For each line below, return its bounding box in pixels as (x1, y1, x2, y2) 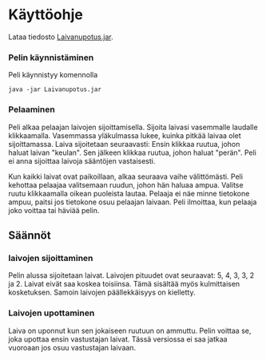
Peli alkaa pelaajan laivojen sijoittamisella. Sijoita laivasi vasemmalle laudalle (8, 122, 258, 132)
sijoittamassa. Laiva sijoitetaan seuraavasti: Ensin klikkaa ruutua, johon (8, 139, 240, 148)
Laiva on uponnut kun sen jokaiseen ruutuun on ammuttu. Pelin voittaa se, (8, 326, 252, 335)
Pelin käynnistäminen (8, 52, 94, 63)
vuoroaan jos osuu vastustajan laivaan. (8, 342, 137, 352)
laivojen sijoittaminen (8, 252, 93, 263)
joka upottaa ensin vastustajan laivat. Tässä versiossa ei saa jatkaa (8, 334, 228, 344)
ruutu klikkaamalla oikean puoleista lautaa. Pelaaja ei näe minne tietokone (8, 188, 250, 198)
